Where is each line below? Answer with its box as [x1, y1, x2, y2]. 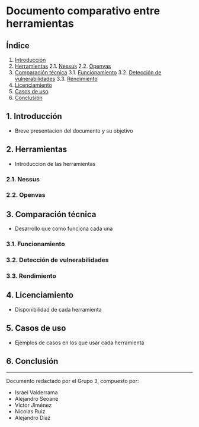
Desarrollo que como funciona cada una [14, 225, 113, 233]
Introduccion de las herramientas [14, 160, 96, 167]
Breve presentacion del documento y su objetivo [14, 127, 133, 134]
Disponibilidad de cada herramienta [14, 306, 102, 313]
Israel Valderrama [14, 389, 58, 396]
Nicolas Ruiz [14, 408, 46, 415]
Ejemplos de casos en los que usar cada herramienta [14, 339, 145, 346]
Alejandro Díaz [14, 415, 51, 422]
